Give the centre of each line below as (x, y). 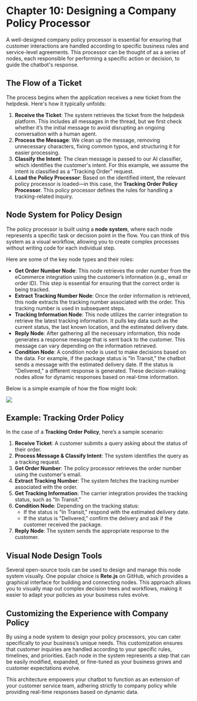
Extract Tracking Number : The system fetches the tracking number (97, 481)
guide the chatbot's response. (43, 64)
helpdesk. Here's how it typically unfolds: (56, 104)
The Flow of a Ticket (44, 83)
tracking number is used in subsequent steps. (70, 308)
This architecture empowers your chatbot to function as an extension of (93, 679)
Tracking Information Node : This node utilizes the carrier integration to (101, 314)
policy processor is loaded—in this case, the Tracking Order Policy (96, 184)
